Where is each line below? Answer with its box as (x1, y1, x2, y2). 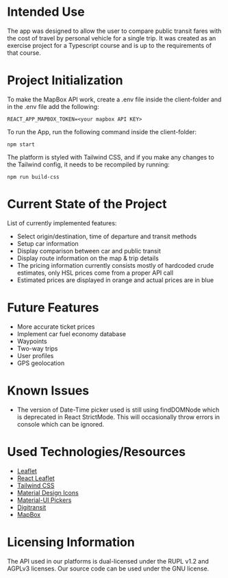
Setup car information (16, 239, 79, 247)
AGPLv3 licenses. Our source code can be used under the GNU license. (7, 564, 210, 573)
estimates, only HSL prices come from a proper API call (16, 268, 173, 277)
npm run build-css (7, 173, 60, 180)
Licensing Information (7, 534, 135, 550)
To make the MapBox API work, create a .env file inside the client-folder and (7, 95, 222, 103)
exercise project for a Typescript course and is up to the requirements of (7, 41, 212, 49)
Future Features (7, 300, 99, 315)
